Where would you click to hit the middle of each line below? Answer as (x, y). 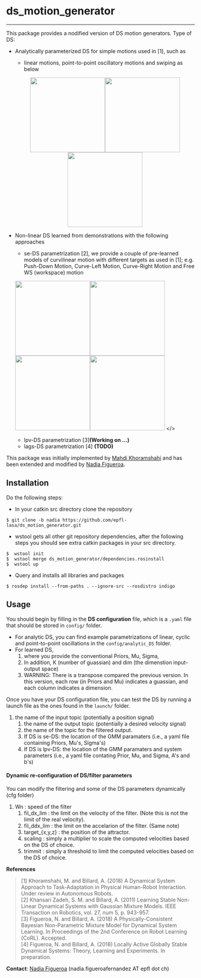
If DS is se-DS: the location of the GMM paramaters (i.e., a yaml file (106, 736)
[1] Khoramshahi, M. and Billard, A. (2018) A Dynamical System (98, 880)
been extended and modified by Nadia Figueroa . (66, 464)
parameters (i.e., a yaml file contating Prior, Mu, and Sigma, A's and (107, 755)
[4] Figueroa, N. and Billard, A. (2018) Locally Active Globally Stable (104, 944)
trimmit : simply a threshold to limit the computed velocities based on (109, 851)
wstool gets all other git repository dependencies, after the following (99, 536)
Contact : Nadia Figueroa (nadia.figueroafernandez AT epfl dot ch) (88, 968)
